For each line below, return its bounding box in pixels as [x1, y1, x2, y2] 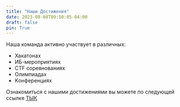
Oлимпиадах [14, 71, 47, 78]
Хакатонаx [14, 52, 41, 59]
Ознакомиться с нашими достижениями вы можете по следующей [6, 88, 175, 95]
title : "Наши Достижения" [6, 8, 69, 15]
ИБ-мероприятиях [14, 58, 61, 65]
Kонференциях [14, 77, 52, 84]
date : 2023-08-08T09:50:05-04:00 [6, 14, 88, 20]
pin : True [6, 25, 30, 31]
